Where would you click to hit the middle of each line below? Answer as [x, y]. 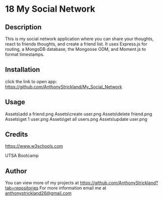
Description [23, 27]
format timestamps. [25, 54]
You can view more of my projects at [42, 183]
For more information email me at [73, 188]
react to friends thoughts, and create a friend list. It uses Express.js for [76, 44]
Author [16, 171]
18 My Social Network [50, 9]
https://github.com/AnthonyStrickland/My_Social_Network [64, 87]
